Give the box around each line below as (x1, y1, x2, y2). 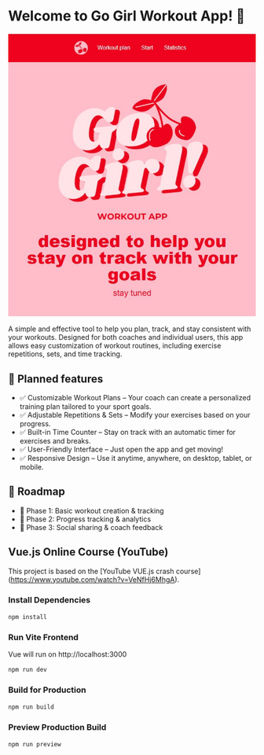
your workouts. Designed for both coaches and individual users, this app (8, 333, 244, 342)
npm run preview (8, 741, 61, 749)
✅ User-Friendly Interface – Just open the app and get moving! (19, 444, 224, 455)
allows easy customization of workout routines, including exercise (8, 341, 222, 351)
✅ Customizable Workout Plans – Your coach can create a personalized (19, 393, 251, 403)
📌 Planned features (8, 372, 104, 385)
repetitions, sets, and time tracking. (8, 349, 123, 359)
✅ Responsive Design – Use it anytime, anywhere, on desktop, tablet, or (19, 454, 253, 463)
